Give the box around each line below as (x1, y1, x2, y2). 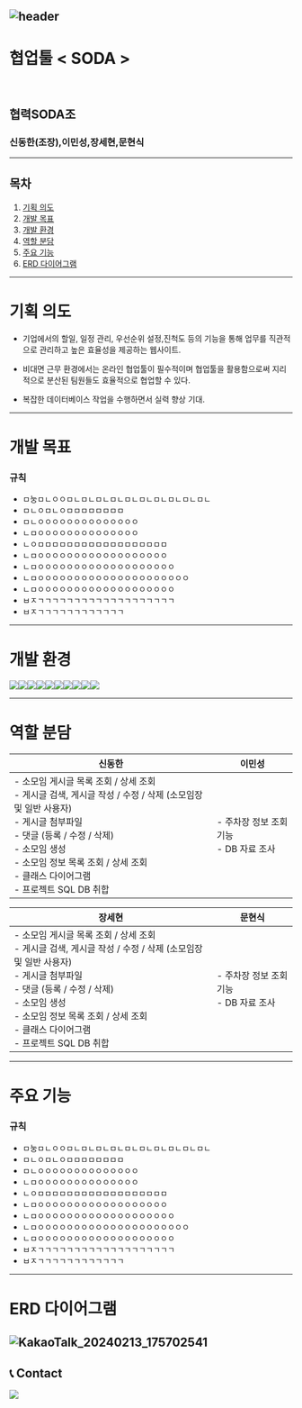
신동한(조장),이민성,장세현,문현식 (9, 136, 145, 149)
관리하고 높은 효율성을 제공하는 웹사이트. (39, 344, 182, 355)
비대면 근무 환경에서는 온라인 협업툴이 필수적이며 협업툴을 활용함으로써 (22, 363, 271, 374)
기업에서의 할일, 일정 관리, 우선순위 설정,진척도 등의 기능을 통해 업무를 (22, 332, 267, 343)
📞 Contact (9, 1366, 63, 1381)
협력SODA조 (9, 106, 76, 122)
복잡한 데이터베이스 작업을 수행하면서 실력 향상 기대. (22, 394, 205, 404)
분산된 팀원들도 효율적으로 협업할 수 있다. (46, 375, 191, 386)
